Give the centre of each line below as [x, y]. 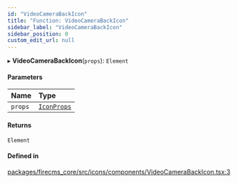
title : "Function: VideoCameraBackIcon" [68, 21]
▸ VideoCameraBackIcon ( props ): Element [68, 61]
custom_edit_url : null [41, 41]
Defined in [23, 156]
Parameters [25, 77]
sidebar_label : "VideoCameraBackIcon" [65, 27]
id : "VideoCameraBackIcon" [47, 14]
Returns [20, 125]
